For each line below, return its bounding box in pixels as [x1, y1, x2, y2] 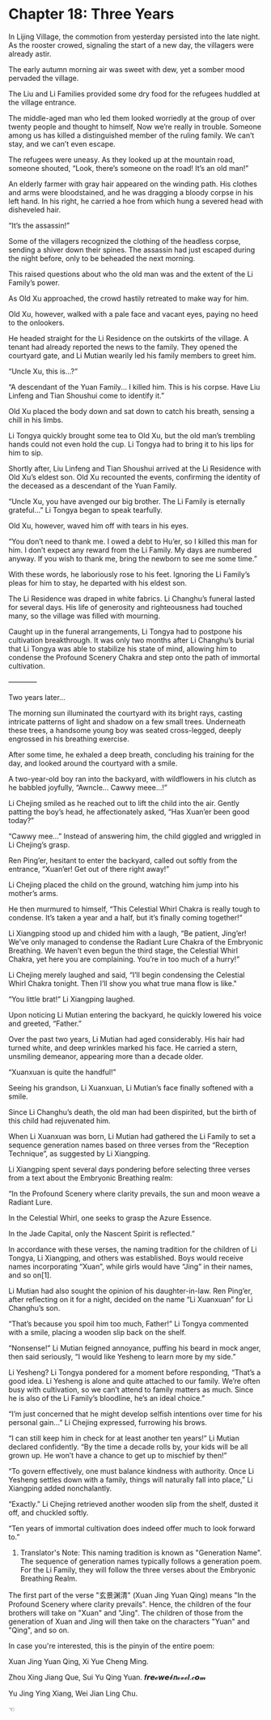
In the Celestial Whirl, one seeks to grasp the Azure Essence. [8, 1213, 212, 1223]
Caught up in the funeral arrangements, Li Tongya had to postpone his [8, 626, 243, 636]
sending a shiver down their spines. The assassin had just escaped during [8, 245, 256, 254]
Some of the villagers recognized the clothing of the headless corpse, [8, 236, 241, 245]
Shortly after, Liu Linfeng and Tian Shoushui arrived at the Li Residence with [8, 463, 261, 473]
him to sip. [8, 447, 44, 458]
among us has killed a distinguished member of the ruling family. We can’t [8, 130, 255, 140]
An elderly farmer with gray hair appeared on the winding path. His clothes [8, 179, 257, 189]
